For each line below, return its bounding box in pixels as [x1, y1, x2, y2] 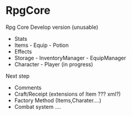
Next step [5, 72, 30, 79]
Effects [14, 47, 32, 55]
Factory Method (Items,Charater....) [14, 97, 101, 104]
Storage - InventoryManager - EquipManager [14, 54, 127, 61]
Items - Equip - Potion [14, 41, 69, 49]
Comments [14, 84, 42, 91]
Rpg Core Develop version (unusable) [5, 23, 98, 31]
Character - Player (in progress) [14, 61, 94, 68]
